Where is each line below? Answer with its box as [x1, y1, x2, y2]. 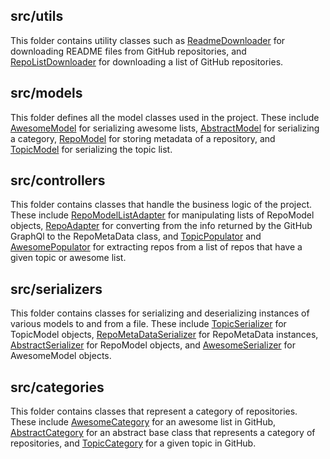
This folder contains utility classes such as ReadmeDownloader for [10, 34, 286, 46]
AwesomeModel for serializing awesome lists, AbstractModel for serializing [10, 122, 320, 134]
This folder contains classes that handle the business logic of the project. [10, 199, 313, 211]
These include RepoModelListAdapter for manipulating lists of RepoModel [10, 209, 315, 221]
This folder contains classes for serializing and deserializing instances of [10, 307, 310, 319]
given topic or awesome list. [10, 252, 127, 264]
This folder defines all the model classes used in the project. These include [10, 111, 320, 123]
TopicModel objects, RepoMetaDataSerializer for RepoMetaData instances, [10, 329, 319, 341]
